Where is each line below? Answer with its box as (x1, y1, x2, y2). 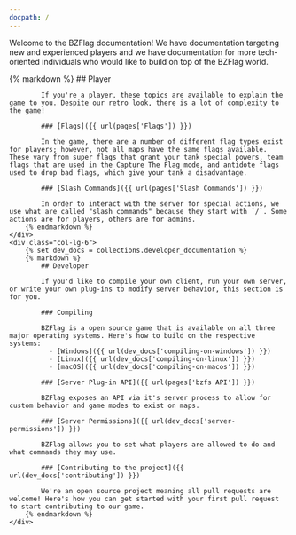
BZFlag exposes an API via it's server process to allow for (41, 393, 272, 402)
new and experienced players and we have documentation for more (9, 46, 257, 58)
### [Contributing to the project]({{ (41, 463, 184, 472)
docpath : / (9, 12, 50, 22)
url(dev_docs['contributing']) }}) (9, 471, 141, 480)
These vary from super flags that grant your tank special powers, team (9, 153, 284, 161)
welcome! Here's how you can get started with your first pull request (9, 494, 279, 503)
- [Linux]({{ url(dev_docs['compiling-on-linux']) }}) (48, 354, 255, 364)
